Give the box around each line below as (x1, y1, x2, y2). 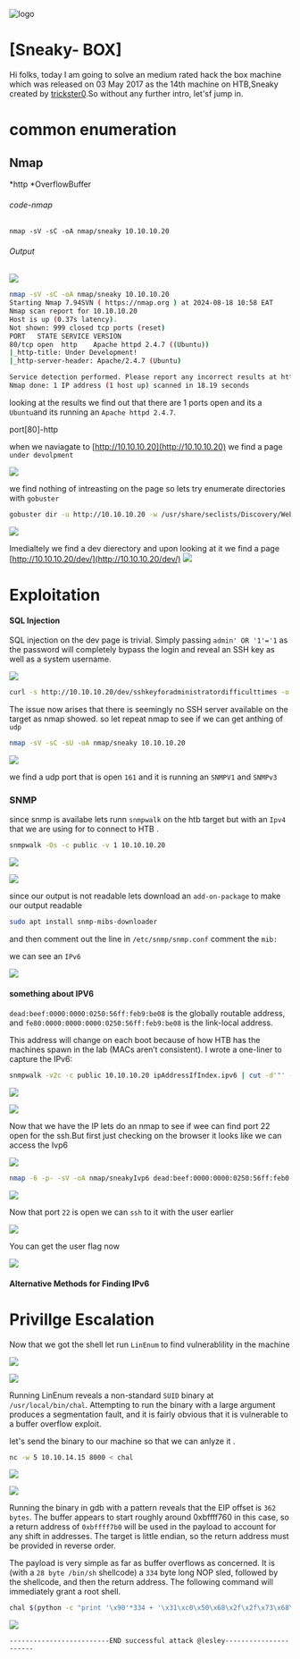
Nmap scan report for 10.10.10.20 (9, 307, 138, 316)
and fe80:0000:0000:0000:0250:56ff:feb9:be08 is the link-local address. (9, 1017, 274, 1028)
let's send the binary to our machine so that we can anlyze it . (9, 1436, 236, 1446)
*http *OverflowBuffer (9, 179, 92, 189)
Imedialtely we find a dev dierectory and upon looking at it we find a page (9, 543, 279, 553)
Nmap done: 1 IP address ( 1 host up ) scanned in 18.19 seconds (9, 381, 250, 391)
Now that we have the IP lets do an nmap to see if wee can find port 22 (9, 1121, 271, 1132)
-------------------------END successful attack (9, 1637, 194, 1646)
